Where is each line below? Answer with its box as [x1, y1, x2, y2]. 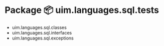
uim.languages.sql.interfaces [12, 29, 72, 35]
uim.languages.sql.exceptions [12, 35, 74, 41]
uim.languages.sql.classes [12, 24, 67, 30]
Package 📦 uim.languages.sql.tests [5, 4, 159, 16]
